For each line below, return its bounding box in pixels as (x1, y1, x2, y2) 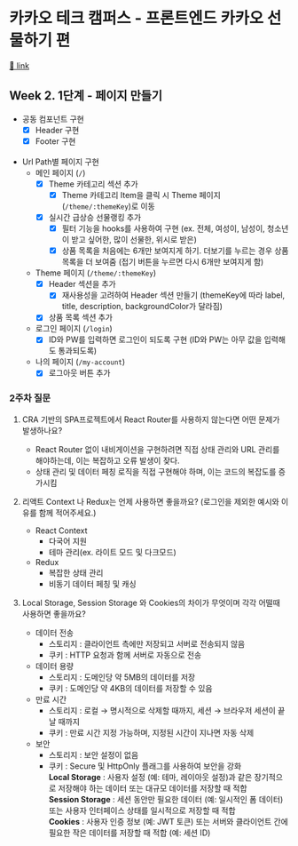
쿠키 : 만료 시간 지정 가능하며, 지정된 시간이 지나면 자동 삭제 (48, 727, 255, 738)
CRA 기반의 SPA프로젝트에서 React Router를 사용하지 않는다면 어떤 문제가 (21, 414, 280, 425)
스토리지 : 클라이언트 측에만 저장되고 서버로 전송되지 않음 (48, 638, 246, 649)
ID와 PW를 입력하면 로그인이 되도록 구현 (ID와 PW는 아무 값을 (48, 334, 263, 345)
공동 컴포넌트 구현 (21, 113, 84, 124)
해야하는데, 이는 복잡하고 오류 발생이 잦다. (35, 455, 180, 466)
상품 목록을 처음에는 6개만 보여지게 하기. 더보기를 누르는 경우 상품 (61, 245, 289, 256)
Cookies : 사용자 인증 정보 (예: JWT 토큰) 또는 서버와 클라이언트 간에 (48, 816, 288, 826)
